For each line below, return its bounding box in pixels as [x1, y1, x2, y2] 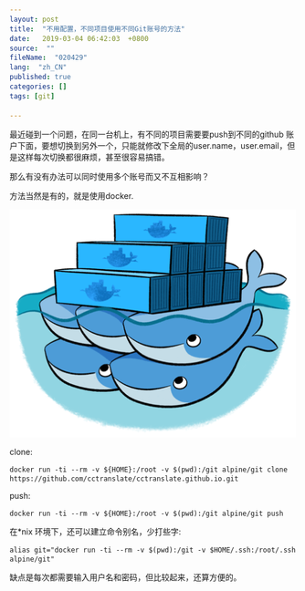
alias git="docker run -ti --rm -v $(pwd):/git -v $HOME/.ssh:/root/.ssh [9, 545, 297, 555]
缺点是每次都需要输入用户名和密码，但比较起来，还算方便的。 [9, 571, 242, 583]
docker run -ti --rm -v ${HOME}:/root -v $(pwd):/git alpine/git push [9, 509, 284, 518]
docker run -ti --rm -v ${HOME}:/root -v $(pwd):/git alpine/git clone [9, 465, 288, 474]
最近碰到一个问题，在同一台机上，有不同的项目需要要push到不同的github [9, 129, 285, 140]
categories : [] [9, 82, 68, 91]
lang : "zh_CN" [9, 63, 68, 72]
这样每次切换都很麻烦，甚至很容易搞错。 [16, 151, 170, 162]
